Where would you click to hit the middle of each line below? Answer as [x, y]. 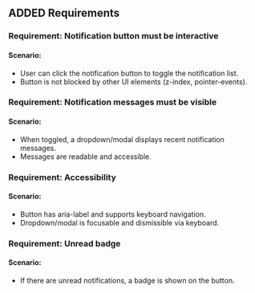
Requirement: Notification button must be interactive [113, 36]
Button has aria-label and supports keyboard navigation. [113, 214]
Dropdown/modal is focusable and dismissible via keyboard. [119, 222]
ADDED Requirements [64, 13]
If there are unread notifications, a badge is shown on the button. [127, 280]
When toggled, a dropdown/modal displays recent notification [122, 139]
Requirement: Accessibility [62, 177]
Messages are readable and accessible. [86, 157]
